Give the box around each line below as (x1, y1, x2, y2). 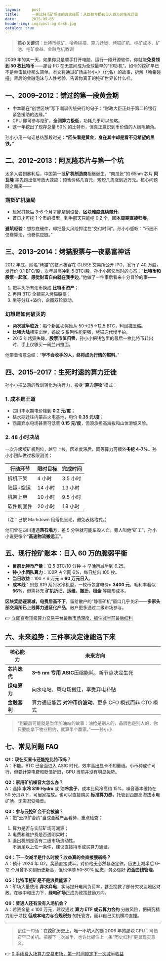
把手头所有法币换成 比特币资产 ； (12, 285, 79, 291)
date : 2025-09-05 (5, 16, 54, 21)
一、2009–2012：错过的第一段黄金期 (5, 91, 119, 100)
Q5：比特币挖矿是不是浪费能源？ (5, 877, 72, 883)
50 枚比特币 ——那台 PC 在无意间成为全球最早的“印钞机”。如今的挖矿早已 (10, 63, 160, 69)
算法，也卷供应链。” (13, 232, 53, 238)
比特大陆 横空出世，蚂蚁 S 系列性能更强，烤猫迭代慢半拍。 (12, 329, 130, 335)
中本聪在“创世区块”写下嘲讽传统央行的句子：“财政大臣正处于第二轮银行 (12, 105, 157, 111)
